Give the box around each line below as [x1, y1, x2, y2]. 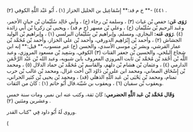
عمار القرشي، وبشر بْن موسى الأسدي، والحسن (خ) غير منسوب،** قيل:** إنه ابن [6, 42, 181, 49]
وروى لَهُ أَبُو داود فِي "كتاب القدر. [6, 109, 77, 115]
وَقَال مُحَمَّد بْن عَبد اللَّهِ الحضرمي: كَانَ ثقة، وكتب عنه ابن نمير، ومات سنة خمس [6, 91, 174, 98]
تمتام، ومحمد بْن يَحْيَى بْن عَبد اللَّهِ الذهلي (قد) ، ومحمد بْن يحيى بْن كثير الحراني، [6, 74, 177, 80]
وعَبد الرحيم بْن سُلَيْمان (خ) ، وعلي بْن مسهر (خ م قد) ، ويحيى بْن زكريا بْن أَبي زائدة [6, 24, 184, 31]
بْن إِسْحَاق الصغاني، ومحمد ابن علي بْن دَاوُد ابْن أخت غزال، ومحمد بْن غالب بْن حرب [6, 67, 185, 74]
